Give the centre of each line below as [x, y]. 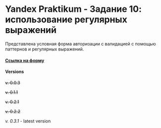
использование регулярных [66, 20]
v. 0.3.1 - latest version [28, 121]
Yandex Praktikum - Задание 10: [74, 9]
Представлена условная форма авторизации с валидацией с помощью [80, 43]
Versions [15, 72]
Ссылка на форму [25, 60]
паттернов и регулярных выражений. [45, 49]
